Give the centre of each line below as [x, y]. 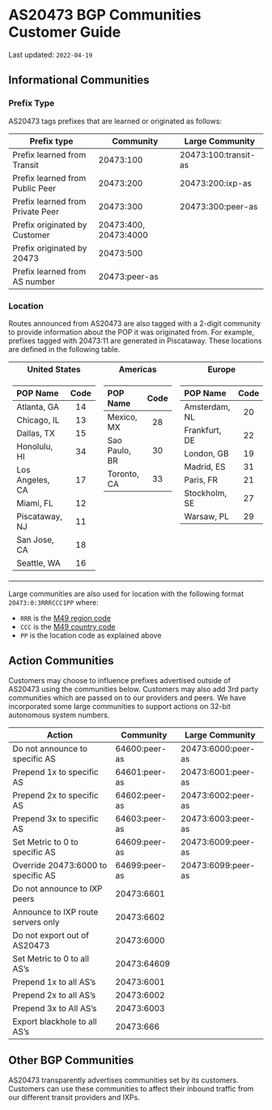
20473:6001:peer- [218, 772]
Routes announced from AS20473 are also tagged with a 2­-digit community [135, 323]
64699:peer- [141, 865]
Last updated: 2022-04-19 [51, 54]
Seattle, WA [38, 563]
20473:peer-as [129, 276]
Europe [222, 369]
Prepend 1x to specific [55, 772]
